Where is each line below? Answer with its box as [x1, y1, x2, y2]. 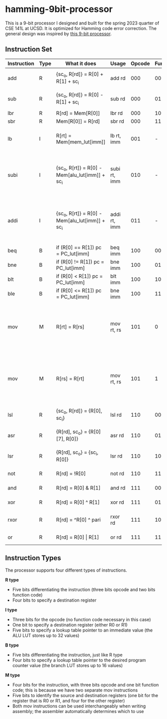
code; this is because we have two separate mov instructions [12, 687, 138, 693]
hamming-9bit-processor [5, 3, 113, 15]
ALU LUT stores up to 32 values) [12, 632, 80, 638]
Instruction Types [5, 554, 61, 563]
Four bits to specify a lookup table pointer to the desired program [12, 657, 146, 663]
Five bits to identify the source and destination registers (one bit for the [12, 692, 158, 698]
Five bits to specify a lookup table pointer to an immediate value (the [12, 627, 153, 633]
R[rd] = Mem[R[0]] [56, 109, 100, 116]
